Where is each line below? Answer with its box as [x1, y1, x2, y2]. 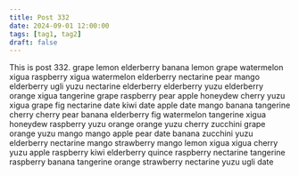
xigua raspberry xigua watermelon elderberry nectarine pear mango [9, 72, 261, 83]
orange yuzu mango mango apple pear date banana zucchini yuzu [9, 128, 253, 139]
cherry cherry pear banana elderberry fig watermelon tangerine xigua [9, 109, 266, 120]
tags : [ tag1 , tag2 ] [9, 29, 82, 38]
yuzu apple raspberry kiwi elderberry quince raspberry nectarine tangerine [9, 148, 286, 158]
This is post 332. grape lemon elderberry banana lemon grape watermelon [9, 62, 284, 73]
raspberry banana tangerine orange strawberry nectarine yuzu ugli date [9, 156, 274, 167]
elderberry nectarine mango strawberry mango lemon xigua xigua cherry [9, 138, 278, 148]
